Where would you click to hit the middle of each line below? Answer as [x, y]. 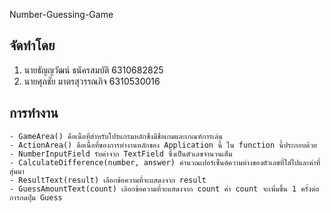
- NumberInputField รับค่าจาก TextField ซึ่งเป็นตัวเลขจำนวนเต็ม [121, 154]
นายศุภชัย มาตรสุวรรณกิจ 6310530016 [92, 81]
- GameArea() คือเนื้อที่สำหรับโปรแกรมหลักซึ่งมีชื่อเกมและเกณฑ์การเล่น [116, 136]
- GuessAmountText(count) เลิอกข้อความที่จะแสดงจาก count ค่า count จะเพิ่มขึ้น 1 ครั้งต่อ [164, 189]
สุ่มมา [17, 171]
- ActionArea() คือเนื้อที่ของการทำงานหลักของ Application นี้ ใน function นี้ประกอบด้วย [163, 145]
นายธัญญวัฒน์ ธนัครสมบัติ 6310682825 [93, 70]
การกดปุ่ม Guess [36, 197]
